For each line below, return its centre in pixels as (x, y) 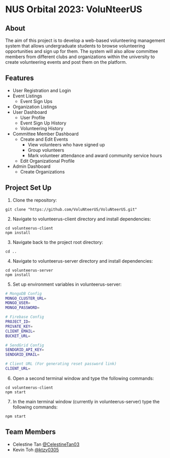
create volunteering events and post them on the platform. (66, 62)
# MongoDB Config (24, 294)
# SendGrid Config (25, 345)
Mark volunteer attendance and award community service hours (95, 155)
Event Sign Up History (43, 123)
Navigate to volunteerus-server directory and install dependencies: (83, 261)
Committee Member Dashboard (45, 134)
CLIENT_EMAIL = (20, 331)
